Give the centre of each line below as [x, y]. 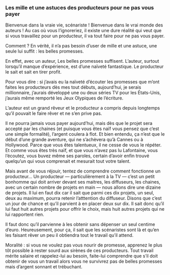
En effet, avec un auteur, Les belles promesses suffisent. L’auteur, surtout [82, 61]
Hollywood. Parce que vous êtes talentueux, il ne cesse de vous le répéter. [83, 145]
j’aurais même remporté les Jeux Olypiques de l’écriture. [64, 98]
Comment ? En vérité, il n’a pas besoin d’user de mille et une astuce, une [81, 46]
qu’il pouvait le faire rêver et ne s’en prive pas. [54, 113]
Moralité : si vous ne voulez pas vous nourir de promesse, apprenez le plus [84, 245]
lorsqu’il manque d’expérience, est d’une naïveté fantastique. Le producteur [84, 67]
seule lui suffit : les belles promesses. [45, 51]
